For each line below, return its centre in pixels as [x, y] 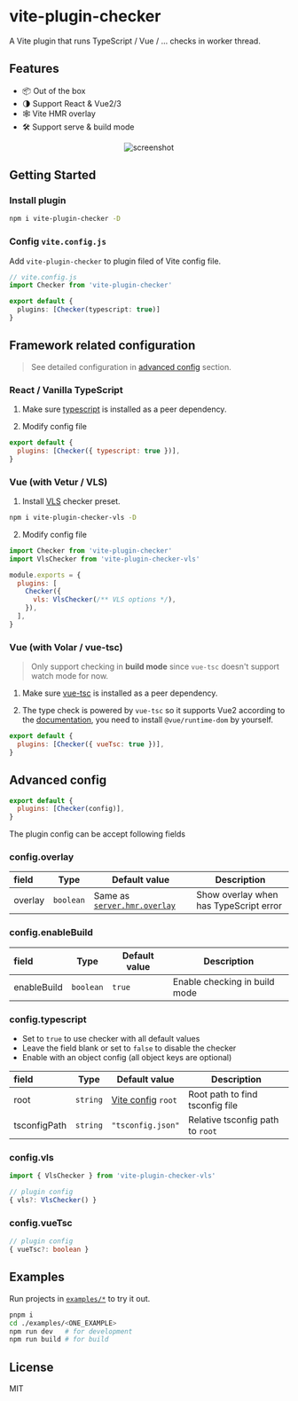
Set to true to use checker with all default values [111, 1039]
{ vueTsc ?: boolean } [49, 1250]
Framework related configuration [102, 346]
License [31, 1367]
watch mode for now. [70, 676]
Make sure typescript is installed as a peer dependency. [124, 409]
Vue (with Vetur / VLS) [59, 482]
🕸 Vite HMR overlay [59, 114]
